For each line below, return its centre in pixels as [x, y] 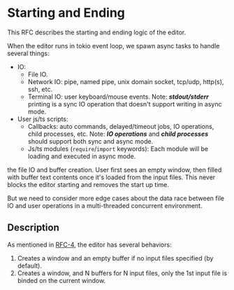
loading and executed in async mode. [82, 156]
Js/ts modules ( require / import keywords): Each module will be [118, 149]
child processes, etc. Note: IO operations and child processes [118, 134]
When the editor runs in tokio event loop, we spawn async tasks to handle [114, 46]
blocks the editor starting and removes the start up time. [88, 184]
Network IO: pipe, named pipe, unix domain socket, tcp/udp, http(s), [126, 81]
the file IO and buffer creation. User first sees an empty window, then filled [115, 170]
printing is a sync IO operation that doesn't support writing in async [125, 104]
